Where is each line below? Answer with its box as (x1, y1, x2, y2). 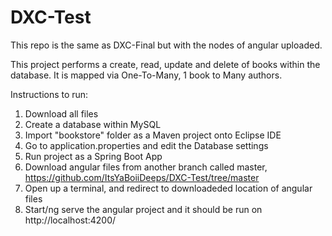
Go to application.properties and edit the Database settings (24, 139, 269, 151)
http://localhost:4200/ (24, 214, 117, 226)
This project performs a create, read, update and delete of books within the (10, 58, 321, 70)
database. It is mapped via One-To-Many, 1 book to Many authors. (10, 69, 283, 81)
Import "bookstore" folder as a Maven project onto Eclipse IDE (24, 129, 282, 141)
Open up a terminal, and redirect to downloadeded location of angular (24, 182, 313, 194)
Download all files (24, 107, 99, 120)
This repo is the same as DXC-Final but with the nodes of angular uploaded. (10, 39, 323, 51)
